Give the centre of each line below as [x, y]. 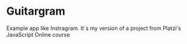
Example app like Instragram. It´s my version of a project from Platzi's [94, 28]
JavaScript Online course [38, 34]
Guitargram [36, 11]
